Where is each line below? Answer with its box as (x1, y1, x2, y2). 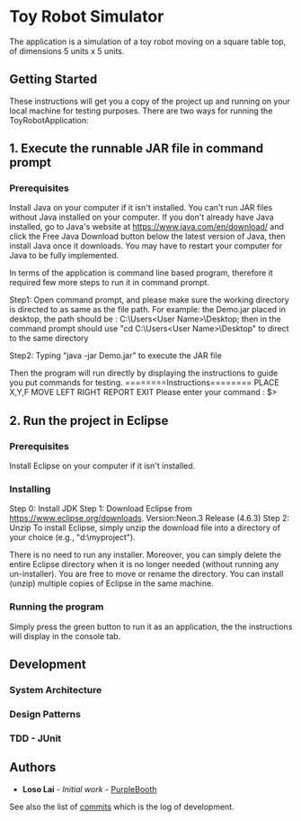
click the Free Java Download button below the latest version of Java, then (9, 231, 286, 242)
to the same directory (9, 333, 89, 344)
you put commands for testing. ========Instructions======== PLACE (9, 377, 280, 388)
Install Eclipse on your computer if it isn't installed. (9, 461, 196, 472)
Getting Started (9, 72, 98, 87)
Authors (9, 760, 57, 775)
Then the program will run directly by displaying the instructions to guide (9, 367, 279, 379)
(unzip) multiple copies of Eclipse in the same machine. (9, 578, 214, 589)
